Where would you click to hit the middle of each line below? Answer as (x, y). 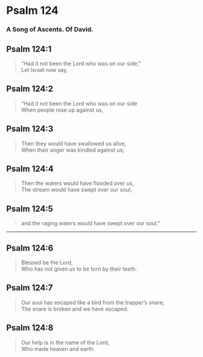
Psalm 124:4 (30, 169)
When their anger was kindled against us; (73, 150)
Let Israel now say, (44, 69)
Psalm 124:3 (30, 129)
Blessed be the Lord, (47, 262)
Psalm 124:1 (29, 49)
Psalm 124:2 (30, 89)
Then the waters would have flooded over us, (77, 183)
